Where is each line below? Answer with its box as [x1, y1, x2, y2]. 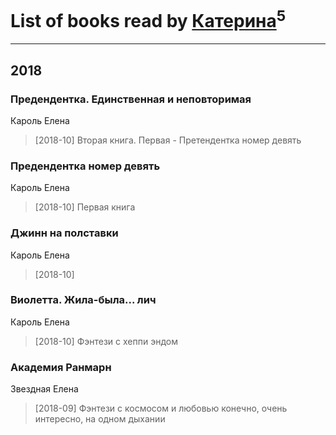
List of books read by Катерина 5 [10, 6, 287, 33]
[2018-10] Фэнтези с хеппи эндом [34, 335, 178, 347]
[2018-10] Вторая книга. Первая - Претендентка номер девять [34, 134, 302, 146]
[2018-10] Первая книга [34, 201, 136, 213]
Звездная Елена [10, 383, 79, 395]
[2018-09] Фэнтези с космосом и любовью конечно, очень [34, 402, 288, 415]
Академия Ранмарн [10, 360, 112, 374]
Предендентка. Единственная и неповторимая [10, 92, 252, 106]
